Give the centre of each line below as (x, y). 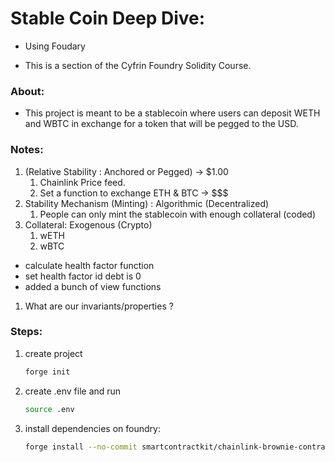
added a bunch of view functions (93, 286)
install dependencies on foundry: (92, 428)
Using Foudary (55, 46)
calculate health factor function (89, 265)
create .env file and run (73, 391)
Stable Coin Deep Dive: (108, 18)
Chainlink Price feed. (82, 182)
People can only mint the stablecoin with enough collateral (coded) (178, 214)
